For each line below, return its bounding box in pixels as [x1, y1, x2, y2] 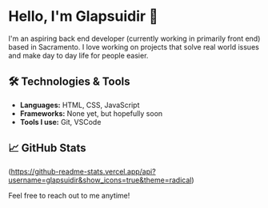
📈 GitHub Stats [8, 142, 86, 155]
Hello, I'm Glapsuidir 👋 [8, 7, 158, 26]
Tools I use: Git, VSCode [19, 117, 102, 126]
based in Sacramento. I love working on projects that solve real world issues [8, 42, 260, 51]
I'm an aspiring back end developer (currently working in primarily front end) [8, 34, 261, 43]
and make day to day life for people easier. [8, 50, 149, 60]
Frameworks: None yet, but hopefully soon [19, 108, 163, 118]
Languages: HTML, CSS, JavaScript [19, 100, 140, 110]
